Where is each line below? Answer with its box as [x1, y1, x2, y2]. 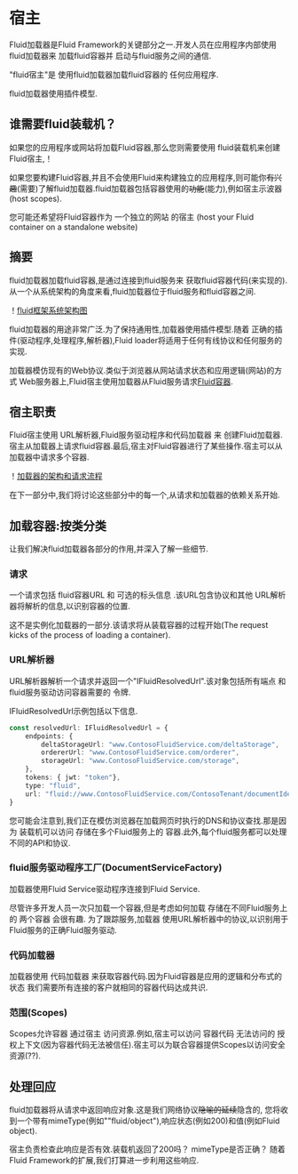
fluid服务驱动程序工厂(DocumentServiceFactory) [9, 862, 223, 874]
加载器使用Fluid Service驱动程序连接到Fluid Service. [9, 883, 200, 894]
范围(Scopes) [9, 1007, 68, 1019]
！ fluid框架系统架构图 [9, 304, 88, 316]
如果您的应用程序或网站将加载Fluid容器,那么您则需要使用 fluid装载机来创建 [9, 141, 281, 152]
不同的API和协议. [9, 837, 71, 848]
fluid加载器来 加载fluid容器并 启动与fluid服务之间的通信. [9, 50, 212, 60]
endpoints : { [25, 731, 74, 741]
